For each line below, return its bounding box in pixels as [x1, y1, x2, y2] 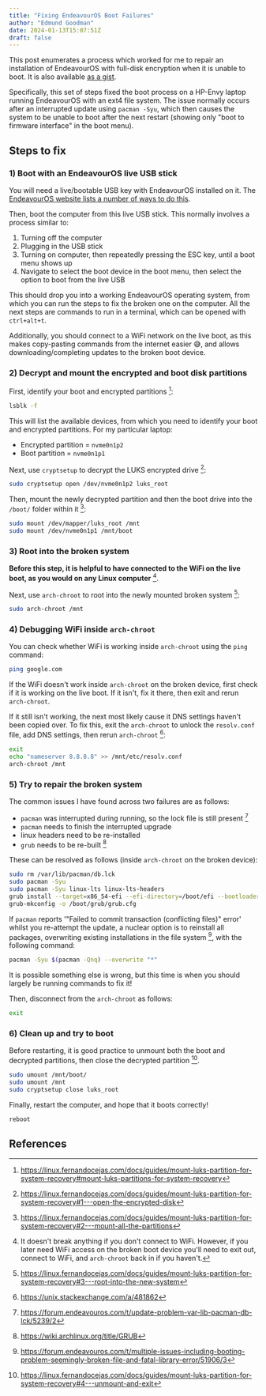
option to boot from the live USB [20, 274, 126, 285]
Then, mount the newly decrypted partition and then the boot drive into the [9, 495, 253, 504]
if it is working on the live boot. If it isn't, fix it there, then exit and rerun [9, 689, 239, 698]
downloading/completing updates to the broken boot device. [9, 347, 206, 357]
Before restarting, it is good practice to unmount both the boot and [9, 1046, 226, 1055]
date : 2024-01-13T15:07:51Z [9, 26, 102, 34]
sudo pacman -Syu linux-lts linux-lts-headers [9, 885, 165, 893]
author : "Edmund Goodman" [9, 19, 94, 27]
